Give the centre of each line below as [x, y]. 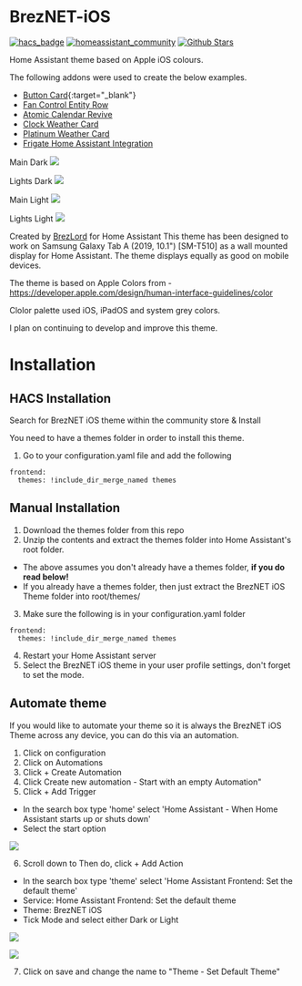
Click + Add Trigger [60, 791]
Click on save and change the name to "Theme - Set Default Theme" [151, 971]
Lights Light [31, 218]
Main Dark [29, 162]
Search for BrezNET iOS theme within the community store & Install [135, 420]
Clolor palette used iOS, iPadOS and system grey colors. [115, 310]
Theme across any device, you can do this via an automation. [124, 734]
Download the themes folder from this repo [103, 529]
